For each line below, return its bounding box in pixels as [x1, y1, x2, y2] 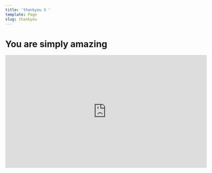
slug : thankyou [5, 17, 37, 22]
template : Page [5, 12, 37, 17]
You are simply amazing [5, 38, 107, 50]
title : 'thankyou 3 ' [5, 7, 51, 13]
